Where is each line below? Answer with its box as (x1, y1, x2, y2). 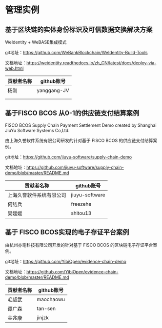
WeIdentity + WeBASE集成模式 (5, 39, 67, 45)
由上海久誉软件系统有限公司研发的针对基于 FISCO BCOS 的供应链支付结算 (5, 137, 153, 143)
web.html (5, 65, 24, 71)
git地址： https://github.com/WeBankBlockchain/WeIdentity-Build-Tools (5, 50, 148, 55)
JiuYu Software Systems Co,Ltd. (5, 127, 70, 133)
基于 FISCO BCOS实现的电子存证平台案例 (5, 228, 129, 236)
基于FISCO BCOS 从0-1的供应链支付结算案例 (5, 109, 140, 117)
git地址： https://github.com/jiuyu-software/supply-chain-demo (5, 154, 132, 160)
